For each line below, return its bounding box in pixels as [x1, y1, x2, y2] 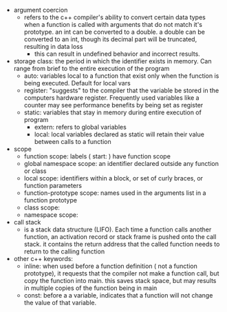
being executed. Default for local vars [23, 79, 131, 87]
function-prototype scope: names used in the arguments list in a [23, 189, 206, 197]
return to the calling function [23, 247, 105, 256]
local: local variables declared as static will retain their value [34, 130, 205, 138]
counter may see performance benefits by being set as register [23, 101, 204, 109]
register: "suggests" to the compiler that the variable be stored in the [23, 86, 219, 94]
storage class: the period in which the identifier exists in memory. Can [13, 57, 212, 65]
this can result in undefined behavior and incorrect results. [34, 50, 201, 58]
